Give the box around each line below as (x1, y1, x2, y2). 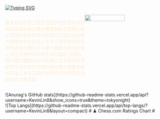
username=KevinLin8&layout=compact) (5, 108, 88, 113)
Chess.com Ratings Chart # (97, 108, 155, 113)
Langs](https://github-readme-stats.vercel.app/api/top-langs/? (17, 102, 148, 108)
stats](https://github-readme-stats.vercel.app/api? (43, 92, 149, 98)
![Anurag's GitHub (5, 92, 43, 98)
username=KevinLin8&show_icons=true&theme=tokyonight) (5, 97, 131, 103)
